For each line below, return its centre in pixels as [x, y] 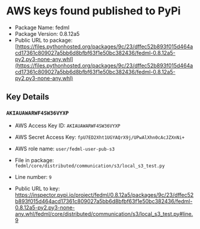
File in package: [34, 160]
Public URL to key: [37, 188]
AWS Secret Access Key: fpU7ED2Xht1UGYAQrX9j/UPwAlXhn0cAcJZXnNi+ [100, 137]
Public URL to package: [44, 40]
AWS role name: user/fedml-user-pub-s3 [65, 148]
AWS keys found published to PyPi [93, 11]
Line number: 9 [33, 177]
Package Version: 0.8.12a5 [47, 33]
